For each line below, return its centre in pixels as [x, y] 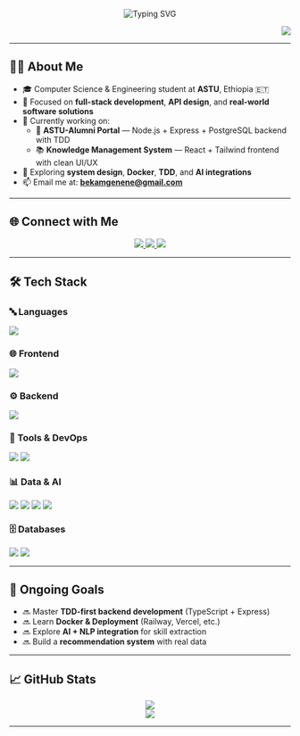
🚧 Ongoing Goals [57, 590]
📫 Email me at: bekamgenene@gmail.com [102, 182]
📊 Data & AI [35, 482]
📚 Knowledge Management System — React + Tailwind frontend [157, 149]
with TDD [53, 139]
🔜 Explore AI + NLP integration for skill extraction [114, 631]
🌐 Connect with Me [64, 222]
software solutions [58, 111]
